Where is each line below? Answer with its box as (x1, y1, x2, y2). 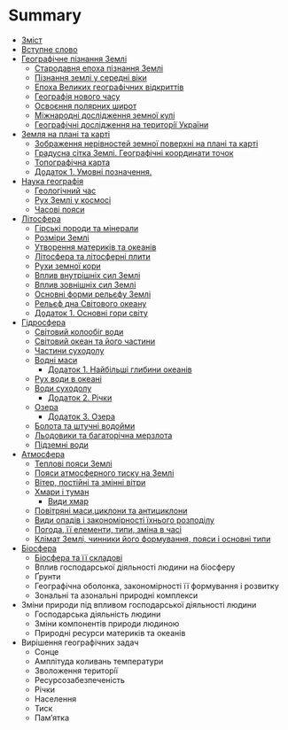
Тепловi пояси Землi (34, 458, 113, 469)
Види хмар (47, 495, 90, 506)
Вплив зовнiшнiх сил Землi (34, 279, 136, 290)
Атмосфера (20, 448, 66, 459)
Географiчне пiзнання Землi (20, 53, 128, 64)
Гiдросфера (20, 316, 66, 328)
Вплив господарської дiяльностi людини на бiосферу (34, 562, 236, 572)
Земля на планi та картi (20, 128, 111, 139)
